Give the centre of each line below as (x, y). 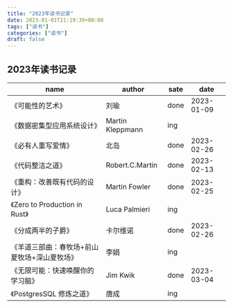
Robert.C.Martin (132, 165)
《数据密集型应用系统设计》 (56, 126)
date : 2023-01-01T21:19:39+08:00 (55, 20)
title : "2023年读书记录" (41, 14)
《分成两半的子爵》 (42, 230)
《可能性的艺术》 (39, 105)
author (133, 89)
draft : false (26, 40)
